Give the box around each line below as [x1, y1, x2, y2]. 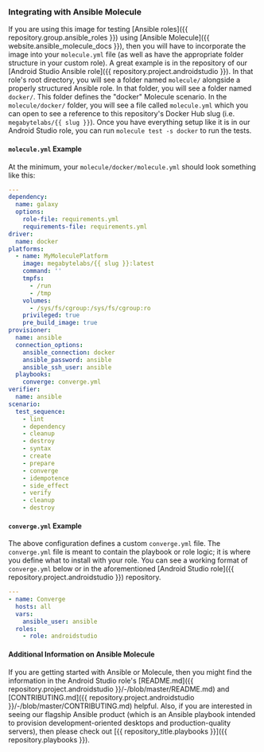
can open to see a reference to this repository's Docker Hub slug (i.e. [8, 109, 235, 119]
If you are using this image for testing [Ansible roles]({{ [8, 25, 188, 34]
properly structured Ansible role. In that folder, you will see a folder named [8, 84, 252, 93]
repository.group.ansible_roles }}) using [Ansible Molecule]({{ [8, 33, 210, 42]
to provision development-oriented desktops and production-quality [8, 718, 231, 727]
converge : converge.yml [22, 378, 102, 386]
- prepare [22, 459, 56, 467]
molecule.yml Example [8, 144, 82, 154]
